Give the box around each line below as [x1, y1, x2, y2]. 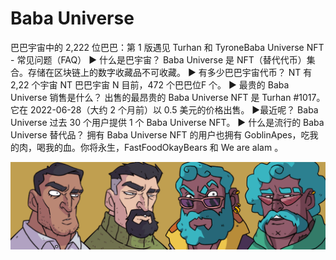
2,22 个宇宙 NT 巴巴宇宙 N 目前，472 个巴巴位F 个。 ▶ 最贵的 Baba [10, 78, 290, 91]
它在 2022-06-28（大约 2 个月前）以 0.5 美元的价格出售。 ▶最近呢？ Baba [10, 103, 319, 116]
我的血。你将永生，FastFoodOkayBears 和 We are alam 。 [44, 141, 284, 153]
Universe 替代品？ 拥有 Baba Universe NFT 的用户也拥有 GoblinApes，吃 [10, 128, 310, 141]
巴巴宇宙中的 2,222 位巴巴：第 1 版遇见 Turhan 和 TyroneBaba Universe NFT [10, 41, 325, 53]
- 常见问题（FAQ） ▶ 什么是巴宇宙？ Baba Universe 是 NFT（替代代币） [10, 53, 307, 66]
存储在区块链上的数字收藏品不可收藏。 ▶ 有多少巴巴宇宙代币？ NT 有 [27, 66, 313, 78]
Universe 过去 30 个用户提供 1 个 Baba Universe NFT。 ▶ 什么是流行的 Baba [10, 116, 325, 128]
